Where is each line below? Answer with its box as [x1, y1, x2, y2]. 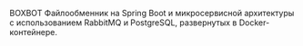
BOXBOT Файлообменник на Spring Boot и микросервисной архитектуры [9, 8, 295, 18]
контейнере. [9, 27, 57, 37]
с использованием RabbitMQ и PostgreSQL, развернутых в [9, 17, 237, 28]
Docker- [238, 17, 270, 28]
